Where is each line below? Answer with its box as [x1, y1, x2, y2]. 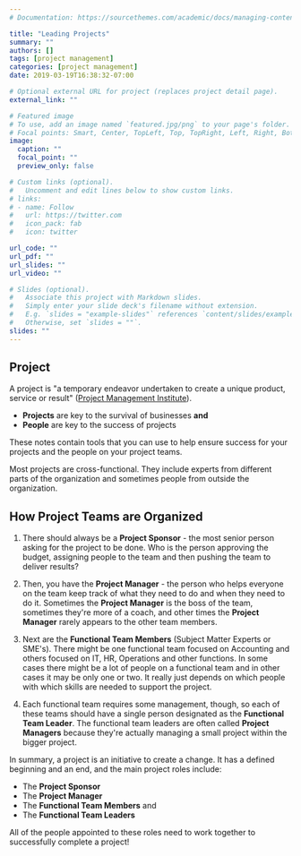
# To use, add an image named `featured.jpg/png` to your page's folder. [9, 120, 291, 129]
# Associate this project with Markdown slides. [9, 293, 202, 303]
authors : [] [9, 46, 54, 55]
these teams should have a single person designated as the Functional [21, 708, 285, 719]
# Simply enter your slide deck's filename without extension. [9, 302, 258, 311]
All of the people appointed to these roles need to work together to [9, 827, 256, 838]
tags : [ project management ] [9, 55, 115, 64]
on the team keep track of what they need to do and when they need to [21, 588, 285, 599]
